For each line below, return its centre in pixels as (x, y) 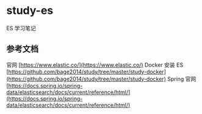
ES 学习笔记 (21, 28)
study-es (30, 11)
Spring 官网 (182, 79)
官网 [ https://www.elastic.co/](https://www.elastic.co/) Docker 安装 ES (95, 65)
